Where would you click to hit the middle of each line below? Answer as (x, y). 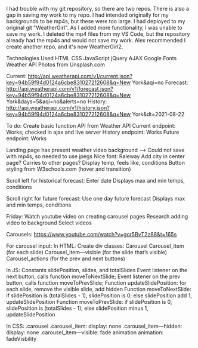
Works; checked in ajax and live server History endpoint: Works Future (93, 132)
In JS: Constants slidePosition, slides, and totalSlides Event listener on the (97, 270)
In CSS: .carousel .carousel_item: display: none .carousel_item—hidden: (94, 326)
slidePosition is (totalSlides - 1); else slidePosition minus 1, (78, 308)
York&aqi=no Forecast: (160, 82)
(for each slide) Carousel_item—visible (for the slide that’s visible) (87, 252)
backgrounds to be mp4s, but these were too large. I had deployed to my (96, 21)
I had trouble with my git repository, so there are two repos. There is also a (98, 9)
